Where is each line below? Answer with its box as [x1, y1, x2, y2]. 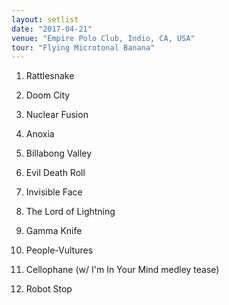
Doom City [25, 89, 71, 101]
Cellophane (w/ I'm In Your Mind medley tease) [25, 264, 220, 276]
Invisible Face [25, 186, 83, 198]
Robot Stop [25, 283, 73, 295]
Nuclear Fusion [25, 109, 89, 121]
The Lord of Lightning [25, 206, 116, 218]
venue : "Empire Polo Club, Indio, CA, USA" [11, 33, 196, 43]
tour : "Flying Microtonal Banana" [11, 42, 156, 53]
